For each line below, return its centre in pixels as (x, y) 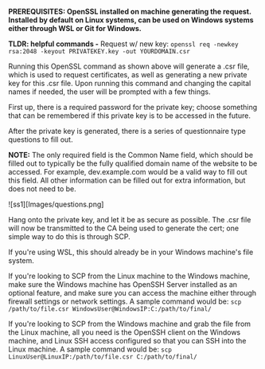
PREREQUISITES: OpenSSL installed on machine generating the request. (130, 12)
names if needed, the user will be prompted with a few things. (109, 92)
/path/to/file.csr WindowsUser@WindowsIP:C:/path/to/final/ (110, 309)
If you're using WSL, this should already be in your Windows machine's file (131, 252)
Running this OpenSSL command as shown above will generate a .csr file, (129, 66)
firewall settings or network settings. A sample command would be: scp (125, 301)
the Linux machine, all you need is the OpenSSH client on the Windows (125, 332)
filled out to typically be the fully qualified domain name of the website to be (133, 163)
